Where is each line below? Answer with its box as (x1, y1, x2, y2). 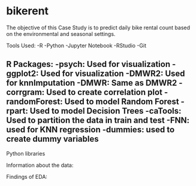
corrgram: (6, 87, 45, 97)
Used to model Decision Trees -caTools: (29, 106, 182, 116)
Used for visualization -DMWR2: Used (40, 69, 185, 79)
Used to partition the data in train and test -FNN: (6, 115, 190, 126)
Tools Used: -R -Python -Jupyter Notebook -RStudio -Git (6, 42, 147, 49)
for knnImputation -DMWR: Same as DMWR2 (6, 78, 177, 88)
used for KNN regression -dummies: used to (6, 124, 175, 135)
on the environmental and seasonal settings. (6, 30, 116, 37)
